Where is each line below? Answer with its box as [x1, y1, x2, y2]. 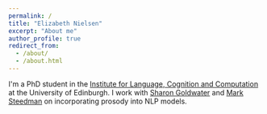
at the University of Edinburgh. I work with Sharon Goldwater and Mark [8, 87, 244, 97]
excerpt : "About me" [8, 27, 78, 35]
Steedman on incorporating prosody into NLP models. [8, 96, 187, 106]
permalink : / [8, 11, 52, 20]
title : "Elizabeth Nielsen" [8, 19, 103, 27]
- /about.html [15, 57, 63, 65]
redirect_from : [8, 42, 60, 50]
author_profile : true [8, 34, 81, 43]
